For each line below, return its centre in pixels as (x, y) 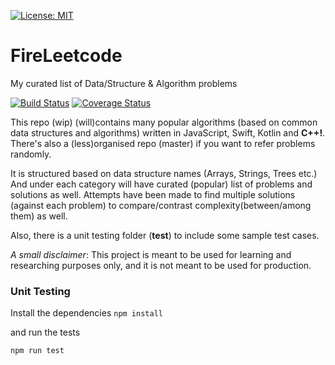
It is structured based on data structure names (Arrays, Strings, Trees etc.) (164, 173)
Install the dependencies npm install (86, 313)
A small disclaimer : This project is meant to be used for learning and (151, 254)
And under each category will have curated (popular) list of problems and (161, 184)
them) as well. (39, 216)
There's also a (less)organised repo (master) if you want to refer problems (163, 143)
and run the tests (45, 332)
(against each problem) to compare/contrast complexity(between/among (161, 205)
